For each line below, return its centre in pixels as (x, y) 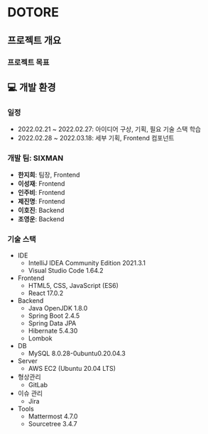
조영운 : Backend (41, 219)
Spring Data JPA (52, 323)
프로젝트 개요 (34, 40)
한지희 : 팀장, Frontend (49, 175)
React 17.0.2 (46, 293)
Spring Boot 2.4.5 (54, 316)
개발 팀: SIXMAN (35, 158)
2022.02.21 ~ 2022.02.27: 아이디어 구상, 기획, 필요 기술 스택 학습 (109, 129)
